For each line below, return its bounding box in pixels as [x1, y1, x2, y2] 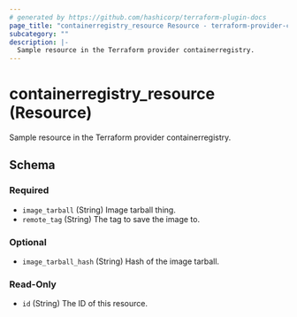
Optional [9, 236, 47, 248]
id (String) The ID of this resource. [21, 298, 148, 309]
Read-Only [9, 278, 57, 290]
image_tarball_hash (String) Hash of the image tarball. [21, 256, 219, 267]
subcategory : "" [9, 29, 69, 38]
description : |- [9, 37, 69, 47]
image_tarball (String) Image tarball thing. [21, 205, 177, 215]
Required [9, 184, 49, 197]
